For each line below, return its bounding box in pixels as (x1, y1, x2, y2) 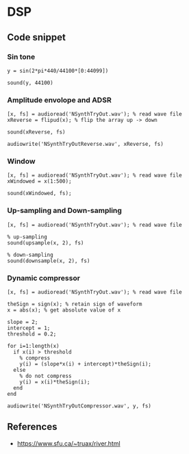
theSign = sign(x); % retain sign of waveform (7, 301, 142, 308)
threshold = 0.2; (7, 331, 57, 338)
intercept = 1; (7, 325, 51, 332)
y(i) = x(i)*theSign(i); (19, 379, 90, 386)
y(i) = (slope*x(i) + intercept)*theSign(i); (19, 361, 152, 368)
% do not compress (19, 373, 72, 380)
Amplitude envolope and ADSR (7, 95, 112, 105)
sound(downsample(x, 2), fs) (7, 257, 90, 264)
